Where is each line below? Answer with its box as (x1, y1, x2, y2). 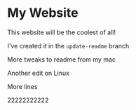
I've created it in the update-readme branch (7, 41, 130, 50)
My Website (7, 5, 79, 21)
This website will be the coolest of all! (7, 28, 116, 36)
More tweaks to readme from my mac (7, 55, 116, 64)
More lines (7, 82, 38, 90)
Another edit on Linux (7, 69, 70, 77)
